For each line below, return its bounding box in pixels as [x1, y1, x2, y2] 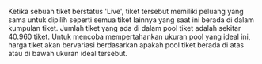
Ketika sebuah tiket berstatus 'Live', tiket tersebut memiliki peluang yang [8, 7, 244, 16]
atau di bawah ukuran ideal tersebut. [8, 49, 128, 58]
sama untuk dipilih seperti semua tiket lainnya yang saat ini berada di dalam [8, 15, 255, 24]
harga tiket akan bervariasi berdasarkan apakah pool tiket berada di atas [8, 40, 244, 50]
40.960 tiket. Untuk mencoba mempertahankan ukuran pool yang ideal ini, [8, 32, 251, 41]
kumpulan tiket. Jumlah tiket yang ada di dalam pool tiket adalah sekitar [8, 24, 241, 32]
